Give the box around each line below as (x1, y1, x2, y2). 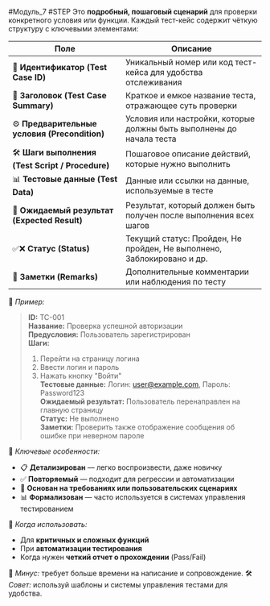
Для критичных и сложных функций (19, 535, 149, 545)
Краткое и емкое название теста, (125, 90, 256, 101)
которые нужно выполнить (125, 158, 231, 169)
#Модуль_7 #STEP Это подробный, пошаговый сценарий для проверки (8, 7, 258, 16)
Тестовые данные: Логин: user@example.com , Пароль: (39, 380, 231, 389)
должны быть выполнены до (125, 123, 237, 134)
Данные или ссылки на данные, (125, 175, 250, 186)
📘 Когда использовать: (8, 520, 88, 529)
